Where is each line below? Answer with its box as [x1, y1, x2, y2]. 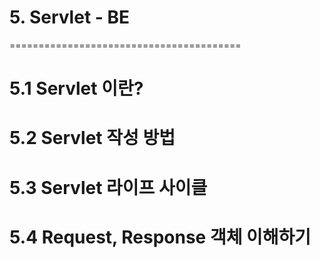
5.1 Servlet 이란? [9, 77, 144, 100]
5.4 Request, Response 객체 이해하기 [9, 226, 312, 248]
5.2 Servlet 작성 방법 [9, 127, 176, 150]
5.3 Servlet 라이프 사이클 [9, 176, 208, 199]
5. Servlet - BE [9, 6, 131, 29]
